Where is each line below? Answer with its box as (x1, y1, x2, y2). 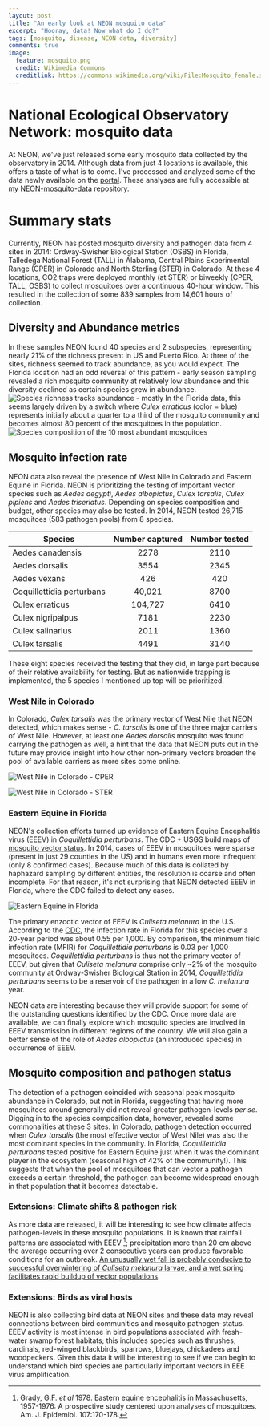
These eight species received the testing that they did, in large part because (8, 659, 260, 669)
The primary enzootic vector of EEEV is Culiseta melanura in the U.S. (8, 916, 236, 926)
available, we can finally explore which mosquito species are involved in (8, 1017, 246, 1027)
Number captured (113, 534, 183, 545)
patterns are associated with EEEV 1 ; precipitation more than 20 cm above (8, 1236, 252, 1247)
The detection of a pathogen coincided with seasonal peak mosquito (8, 1087, 235, 1097)
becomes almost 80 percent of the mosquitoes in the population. (8, 418, 223, 429)
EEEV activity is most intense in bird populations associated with (8, 1327, 221, 1336)
